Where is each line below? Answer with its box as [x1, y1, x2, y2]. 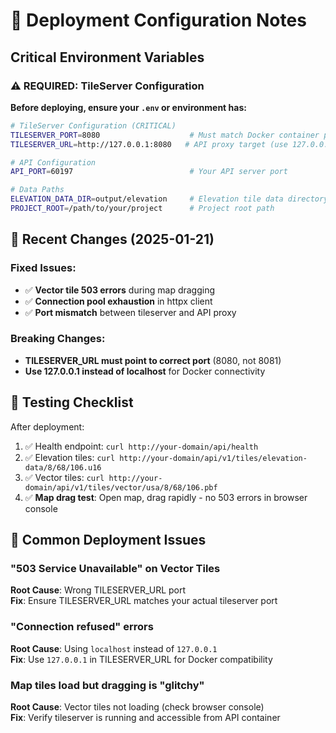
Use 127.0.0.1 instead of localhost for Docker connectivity [24, 365, 266, 377]
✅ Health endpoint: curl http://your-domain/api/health [24, 440, 259, 452]
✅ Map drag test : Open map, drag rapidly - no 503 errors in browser [24, 491, 308, 503]
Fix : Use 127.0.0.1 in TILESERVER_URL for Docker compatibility [10, 653, 273, 665]
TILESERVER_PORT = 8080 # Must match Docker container [10, 130, 320, 140]
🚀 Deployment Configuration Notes [10, 9, 307, 32]
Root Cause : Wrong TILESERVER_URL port [10, 584, 187, 596]
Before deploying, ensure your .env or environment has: [10, 101, 247, 113]
